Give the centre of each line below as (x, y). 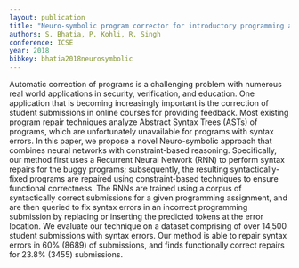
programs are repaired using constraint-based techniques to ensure (154, 179)
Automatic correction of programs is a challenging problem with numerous (145, 84)
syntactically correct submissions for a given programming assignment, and (148, 198)
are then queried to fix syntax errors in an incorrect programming (129, 207)
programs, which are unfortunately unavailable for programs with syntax (141, 131)
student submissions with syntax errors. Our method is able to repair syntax (148, 236)
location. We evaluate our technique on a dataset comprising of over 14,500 (148, 226)
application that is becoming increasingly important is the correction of (139, 103)
